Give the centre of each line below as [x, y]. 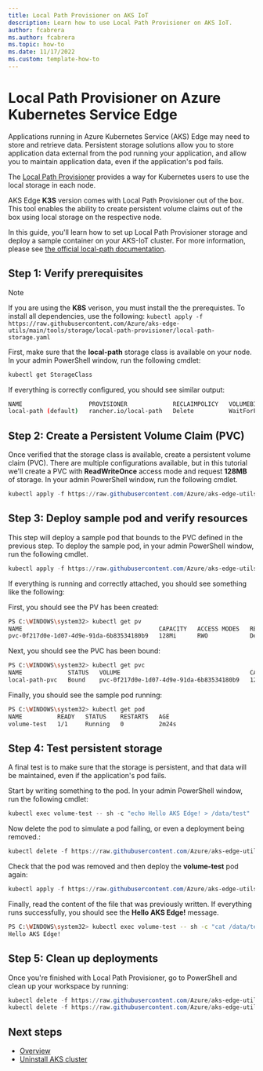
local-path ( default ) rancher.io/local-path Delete [101, 411]
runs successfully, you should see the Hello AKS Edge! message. [113, 912]
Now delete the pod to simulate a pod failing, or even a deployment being [126, 828]
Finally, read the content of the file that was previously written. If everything [130, 904]
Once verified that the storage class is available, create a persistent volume [130, 455]
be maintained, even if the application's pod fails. [87, 776]
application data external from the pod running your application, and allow [127, 153]
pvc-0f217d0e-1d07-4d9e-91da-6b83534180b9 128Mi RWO [108, 636]
